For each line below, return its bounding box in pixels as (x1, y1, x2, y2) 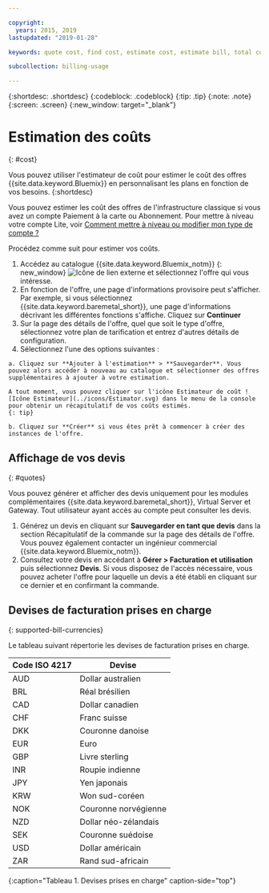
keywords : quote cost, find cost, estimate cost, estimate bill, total (8, 48, 252, 56)
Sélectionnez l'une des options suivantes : (19, 344, 160, 354)
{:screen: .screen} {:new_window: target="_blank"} (8, 100, 177, 110)
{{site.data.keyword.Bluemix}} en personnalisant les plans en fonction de (8, 179, 249, 188)
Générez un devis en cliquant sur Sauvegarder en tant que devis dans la (19, 521, 261, 530)
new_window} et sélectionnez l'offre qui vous (19, 267, 250, 277)
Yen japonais (79, 777, 128, 788)
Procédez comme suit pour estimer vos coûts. (8, 243, 160, 253)
